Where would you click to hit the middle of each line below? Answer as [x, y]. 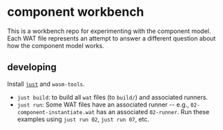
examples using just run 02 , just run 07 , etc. [83, 119]
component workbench [76, 12]
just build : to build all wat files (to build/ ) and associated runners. [113, 97]
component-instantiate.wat [56, 112]
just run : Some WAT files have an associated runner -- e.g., [103, 105]
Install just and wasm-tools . [46, 84]
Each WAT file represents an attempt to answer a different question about [111, 38]
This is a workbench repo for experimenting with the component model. [109, 31]
